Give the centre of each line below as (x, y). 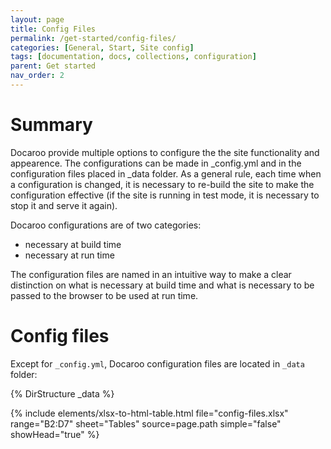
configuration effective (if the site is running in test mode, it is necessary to (165, 195)
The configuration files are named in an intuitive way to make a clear (151, 274)
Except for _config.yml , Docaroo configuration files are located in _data (157, 363)
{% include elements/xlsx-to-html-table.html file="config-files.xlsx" (149, 413)
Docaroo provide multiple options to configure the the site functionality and (165, 152)
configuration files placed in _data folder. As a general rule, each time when (166, 173)
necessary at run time (69, 255)
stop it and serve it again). (64, 205)
